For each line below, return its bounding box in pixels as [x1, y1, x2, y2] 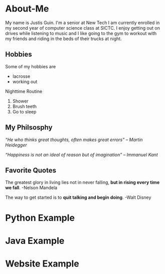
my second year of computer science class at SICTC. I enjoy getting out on [5, 25, 160, 31]
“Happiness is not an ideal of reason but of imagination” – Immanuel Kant [5, 152, 158, 158]
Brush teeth [12, 103, 37, 109]
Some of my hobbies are [5, 63, 56, 69]
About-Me [5, 3, 49, 15]
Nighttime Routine [5, 88, 43, 94]
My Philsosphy [5, 123, 53, 132]
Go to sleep [12, 108, 37, 114]
